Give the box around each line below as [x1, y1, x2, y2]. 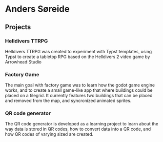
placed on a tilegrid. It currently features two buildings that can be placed [5, 93, 153, 99]
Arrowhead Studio [5, 59, 41, 64]
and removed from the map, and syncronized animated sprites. [5, 98, 132, 103]
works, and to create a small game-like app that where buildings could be [5, 87, 153, 93]
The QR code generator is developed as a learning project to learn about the [5, 121, 159, 127]
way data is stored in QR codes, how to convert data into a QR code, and [5, 126, 151, 132]
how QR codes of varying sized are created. [5, 131, 94, 137]
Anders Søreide [5, 3, 70, 15]
